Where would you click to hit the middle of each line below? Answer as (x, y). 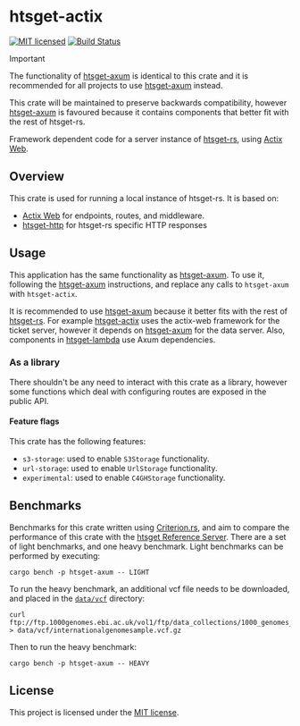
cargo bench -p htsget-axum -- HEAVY (79, 663)
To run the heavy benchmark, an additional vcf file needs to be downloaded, (150, 588)
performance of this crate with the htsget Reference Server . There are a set (148, 536)
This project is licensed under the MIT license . (94, 712)
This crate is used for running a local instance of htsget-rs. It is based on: (144, 198)
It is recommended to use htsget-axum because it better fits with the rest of (149, 311)
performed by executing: (55, 555)
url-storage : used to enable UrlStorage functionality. (120, 469)
